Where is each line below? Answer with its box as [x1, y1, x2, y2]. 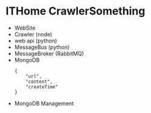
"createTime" [25, 83, 59, 90]
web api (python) [14, 37, 57, 44]
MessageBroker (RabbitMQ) [14, 50, 84, 57]
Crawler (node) [14, 30, 53, 37]
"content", [25, 79, 53, 85]
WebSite [14, 24, 36, 31]
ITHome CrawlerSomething [5, 4, 146, 18]
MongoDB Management [14, 100, 74, 107]
